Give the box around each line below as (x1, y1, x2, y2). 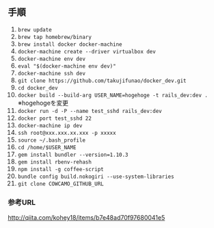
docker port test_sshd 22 (17, 115, 92, 122)
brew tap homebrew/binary (17, 34, 92, 40)
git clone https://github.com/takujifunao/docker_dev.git (17, 77, 187, 84)
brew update (17, 26, 52, 33)
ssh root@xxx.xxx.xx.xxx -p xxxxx (17, 129, 116, 136)
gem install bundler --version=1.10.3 (17, 151, 129, 158)
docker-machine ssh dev (17, 70, 86, 77)
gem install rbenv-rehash (17, 158, 92, 166)
